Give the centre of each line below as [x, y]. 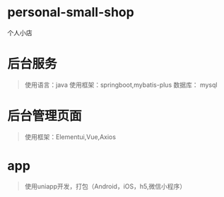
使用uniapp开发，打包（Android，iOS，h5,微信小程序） [105, 186]
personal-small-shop [71, 12]
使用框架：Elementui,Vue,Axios [70, 137]
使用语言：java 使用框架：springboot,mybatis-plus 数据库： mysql [121, 85]
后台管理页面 [45, 116]
